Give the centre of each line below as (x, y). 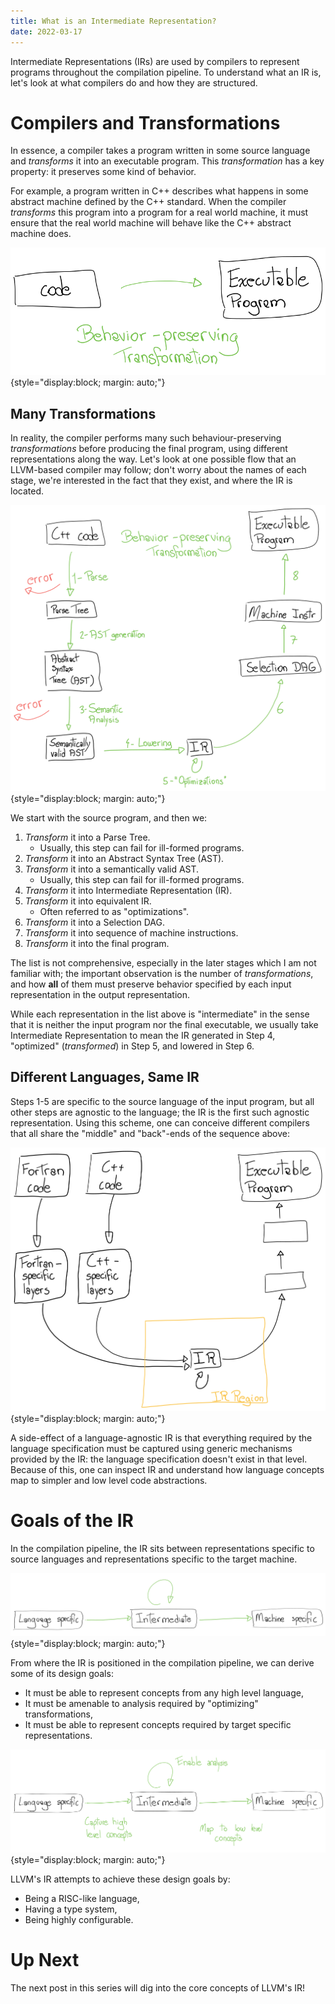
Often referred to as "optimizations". (114, 911)
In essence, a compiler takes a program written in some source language (160, 151)
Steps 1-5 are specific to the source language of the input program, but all (162, 1101)
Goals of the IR (72, 1521)
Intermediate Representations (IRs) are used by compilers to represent (155, 61)
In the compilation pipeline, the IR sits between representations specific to (162, 1548)
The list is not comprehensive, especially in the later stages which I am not (163, 962)
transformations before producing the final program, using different (149, 449)
